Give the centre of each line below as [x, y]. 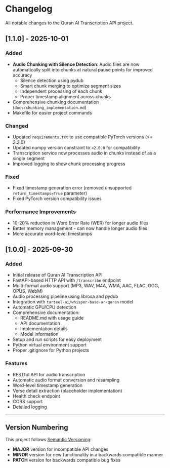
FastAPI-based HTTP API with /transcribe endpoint [67, 280]
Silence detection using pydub [52, 80]
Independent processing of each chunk [61, 91]
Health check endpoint [36, 396]
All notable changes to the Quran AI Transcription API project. [69, 23]
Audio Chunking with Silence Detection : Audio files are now [76, 64]
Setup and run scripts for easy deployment [57, 339]
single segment [29, 158]
